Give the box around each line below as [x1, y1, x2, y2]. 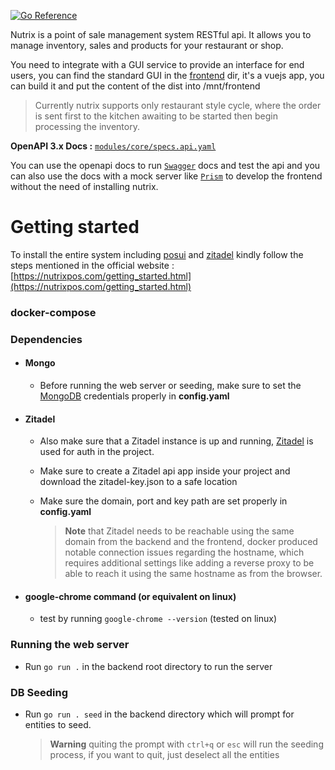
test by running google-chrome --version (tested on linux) [39, 613, 277, 625]
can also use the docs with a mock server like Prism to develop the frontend [10, 170, 323, 182]
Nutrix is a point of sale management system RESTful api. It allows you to [10, 29, 312, 40]
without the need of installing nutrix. [10, 181, 159, 192]
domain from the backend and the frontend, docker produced [64, 536, 318, 548]
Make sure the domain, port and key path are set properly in [39, 495, 288, 507]
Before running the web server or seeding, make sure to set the [39, 379, 302, 391]
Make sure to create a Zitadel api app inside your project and [39, 465, 291, 477]
